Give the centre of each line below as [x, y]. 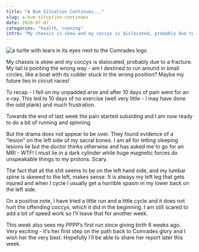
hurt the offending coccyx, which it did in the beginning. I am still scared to [97, 207]
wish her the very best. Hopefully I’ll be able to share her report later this [95, 238]
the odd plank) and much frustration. [51, 105]
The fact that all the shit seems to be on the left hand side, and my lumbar [96, 171]
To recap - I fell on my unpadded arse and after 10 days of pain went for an [97, 92]
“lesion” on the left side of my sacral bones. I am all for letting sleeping [92, 140]
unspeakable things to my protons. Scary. [57, 159]
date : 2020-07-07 [28, 22]
